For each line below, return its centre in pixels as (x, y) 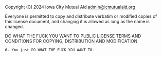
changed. (15, 27)
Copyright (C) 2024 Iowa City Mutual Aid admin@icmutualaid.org (70, 7)
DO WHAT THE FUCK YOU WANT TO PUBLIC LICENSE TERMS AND (73, 36)
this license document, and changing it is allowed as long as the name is (77, 21)
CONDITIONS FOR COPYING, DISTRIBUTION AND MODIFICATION (71, 41)
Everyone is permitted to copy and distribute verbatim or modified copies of (81, 16)
